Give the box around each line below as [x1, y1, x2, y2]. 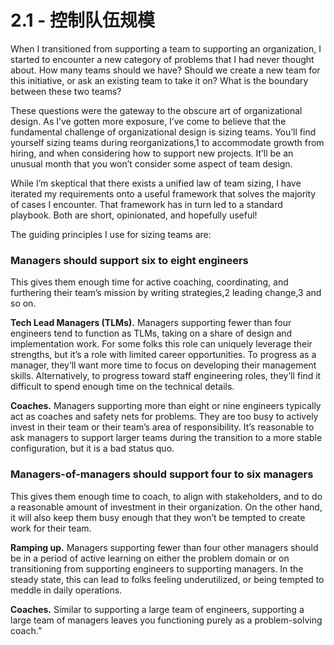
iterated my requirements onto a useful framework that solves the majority [10, 187, 317, 200]
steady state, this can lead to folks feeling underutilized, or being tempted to [10, 573, 325, 585]
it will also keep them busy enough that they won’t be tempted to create [10, 511, 306, 523]
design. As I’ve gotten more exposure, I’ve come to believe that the [10, 115, 287, 127]
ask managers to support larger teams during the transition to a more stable [10, 432, 323, 444]
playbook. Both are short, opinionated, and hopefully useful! [10, 209, 258, 221]
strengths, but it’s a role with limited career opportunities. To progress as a [10, 349, 317, 361]
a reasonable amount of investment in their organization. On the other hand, [10, 501, 323, 513]
